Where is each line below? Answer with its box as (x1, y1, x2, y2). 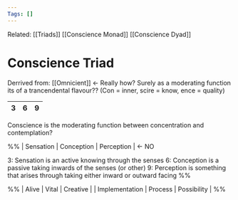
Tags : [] (7, 10, 33, 18)
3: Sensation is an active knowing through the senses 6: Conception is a (7, 156, 219, 164)
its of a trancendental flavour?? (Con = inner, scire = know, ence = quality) (7, 86, 226, 95)
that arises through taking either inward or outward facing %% (7, 171, 191, 179)
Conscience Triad (7, 55, 115, 71)
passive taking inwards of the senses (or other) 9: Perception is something (7, 163, 227, 172)
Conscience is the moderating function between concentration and (7, 120, 205, 129)
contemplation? (7, 128, 53, 137)
